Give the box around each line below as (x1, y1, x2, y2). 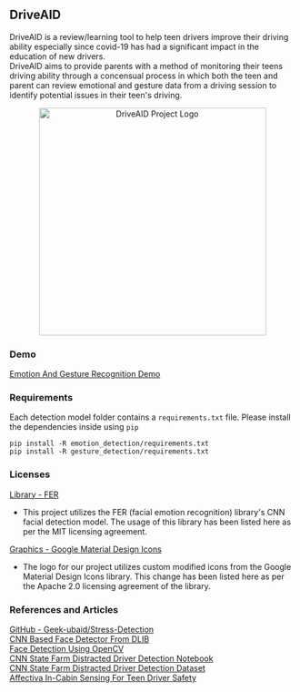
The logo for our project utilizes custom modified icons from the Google (22, 561, 292, 572)
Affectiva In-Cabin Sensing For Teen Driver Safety (9, 673, 197, 683)
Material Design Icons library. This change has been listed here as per (22, 571, 285, 582)
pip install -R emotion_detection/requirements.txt (9, 439, 209, 449)
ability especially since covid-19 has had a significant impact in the (9, 41, 259, 52)
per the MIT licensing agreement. (22, 525, 147, 536)
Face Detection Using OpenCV (9, 644, 125, 654)
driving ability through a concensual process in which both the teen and (9, 70, 279, 81)
